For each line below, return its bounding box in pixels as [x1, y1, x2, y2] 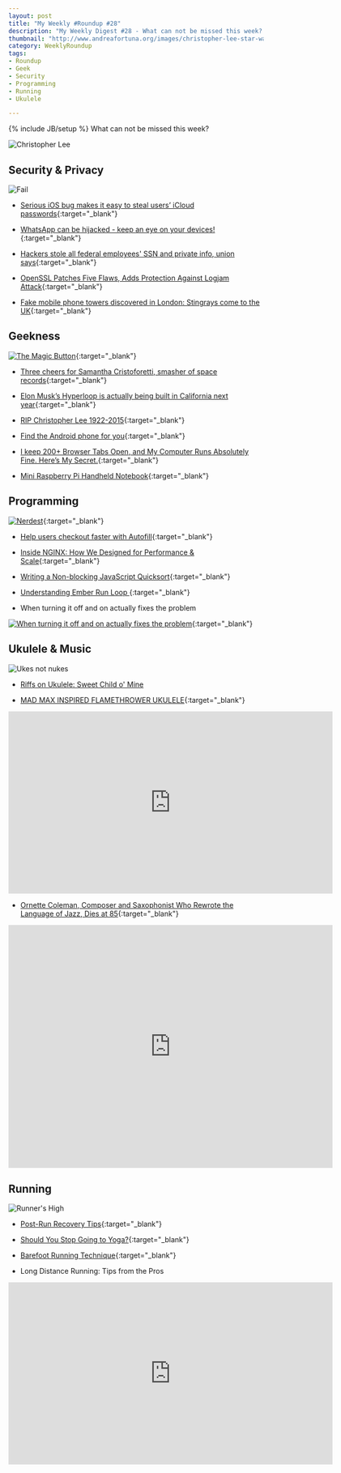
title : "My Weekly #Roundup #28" [8, 19, 121, 28]
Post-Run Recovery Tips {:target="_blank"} [19, 1220, 163, 1229]
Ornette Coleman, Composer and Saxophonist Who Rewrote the [19, 900, 234, 909]
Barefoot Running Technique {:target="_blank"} [19, 1250, 177, 1260]
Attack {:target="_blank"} [19, 282, 103, 292]
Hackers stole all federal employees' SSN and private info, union [19, 249, 235, 259]
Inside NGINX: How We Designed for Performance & [19, 547, 194, 557]
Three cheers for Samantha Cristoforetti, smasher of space [19, 366, 218, 377]
